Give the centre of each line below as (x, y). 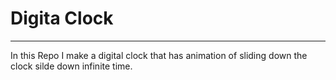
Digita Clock (62, 18)
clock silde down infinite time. (71, 66)
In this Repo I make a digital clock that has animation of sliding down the (159, 55)
